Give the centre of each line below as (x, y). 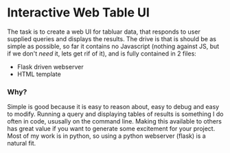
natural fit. (22, 143)
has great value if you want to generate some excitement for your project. (111, 129)
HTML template (39, 74)
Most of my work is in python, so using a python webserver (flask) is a (106, 136)
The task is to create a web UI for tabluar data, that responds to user (104, 32)
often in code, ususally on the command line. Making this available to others (114, 121)
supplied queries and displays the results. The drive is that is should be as (112, 38)
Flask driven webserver (50, 67)
